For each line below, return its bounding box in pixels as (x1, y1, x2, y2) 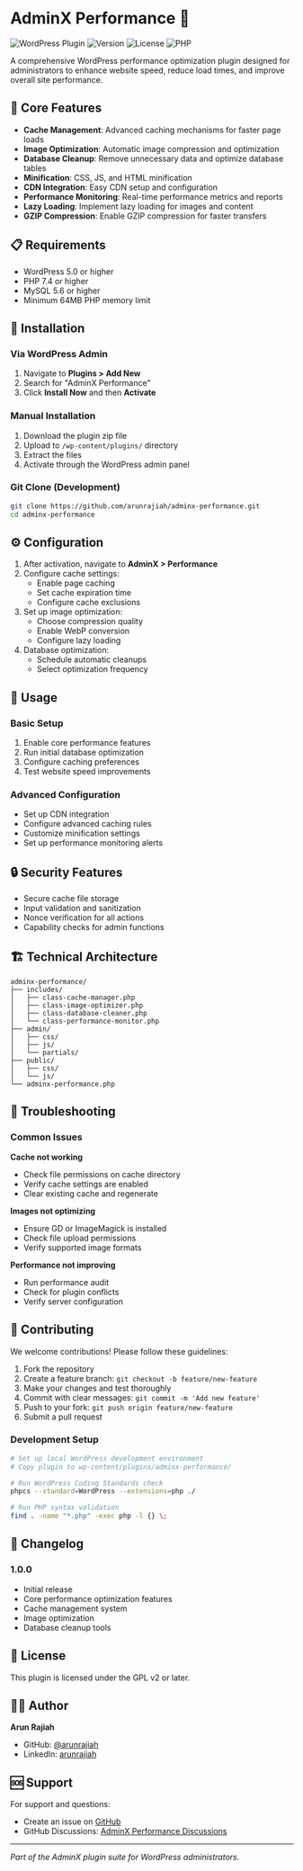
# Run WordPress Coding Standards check (10, 1479, 165, 1488)
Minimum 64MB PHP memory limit (22, 294, 151, 305)
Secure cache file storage (22, 893, 120, 904)
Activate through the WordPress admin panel (22, 459, 190, 470)
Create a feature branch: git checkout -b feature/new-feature (22, 1373, 258, 1383)
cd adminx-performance (10, 510, 95, 519)
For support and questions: (10, 1799, 111, 1810)
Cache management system (22, 1603, 128, 1614)
